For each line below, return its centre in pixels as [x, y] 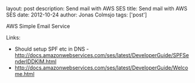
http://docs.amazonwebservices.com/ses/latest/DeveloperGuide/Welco [101, 68]
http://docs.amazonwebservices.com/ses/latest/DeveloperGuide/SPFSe [102, 55]
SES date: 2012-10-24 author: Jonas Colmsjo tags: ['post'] [77, 15]
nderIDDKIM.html [36, 62]
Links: [13, 37]
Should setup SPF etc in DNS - [52, 49]
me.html [24, 74]
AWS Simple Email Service [38, 26]
